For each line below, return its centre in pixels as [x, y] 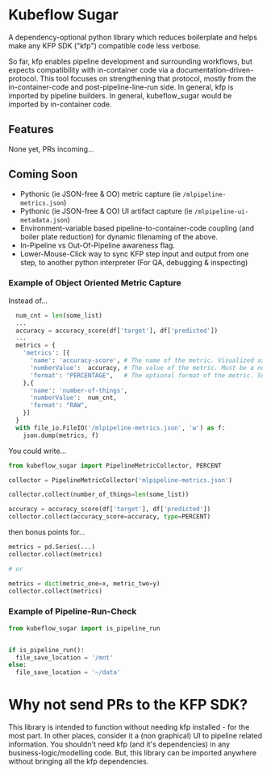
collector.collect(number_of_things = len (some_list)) [99, 495]
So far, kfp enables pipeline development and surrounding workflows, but [130, 61]
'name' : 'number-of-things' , [79, 390]
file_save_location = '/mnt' [65, 657]
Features [31, 129]
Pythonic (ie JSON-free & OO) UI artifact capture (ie [106, 210]
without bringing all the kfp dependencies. [79, 762]
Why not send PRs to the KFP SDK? [128, 705]
